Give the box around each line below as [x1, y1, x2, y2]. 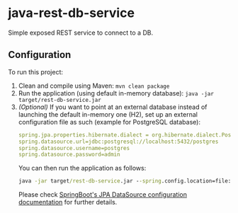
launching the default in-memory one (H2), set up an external [18, 110, 198, 118]
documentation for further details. [18, 198, 118, 207]
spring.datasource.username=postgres [18, 144, 130, 151]
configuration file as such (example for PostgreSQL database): [18, 117, 201, 126]
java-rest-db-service [8, 5, 135, 21]
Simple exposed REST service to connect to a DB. [8, 28, 154, 37]
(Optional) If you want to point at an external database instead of [18, 103, 208, 111]
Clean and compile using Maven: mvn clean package [18, 81, 170, 90]
